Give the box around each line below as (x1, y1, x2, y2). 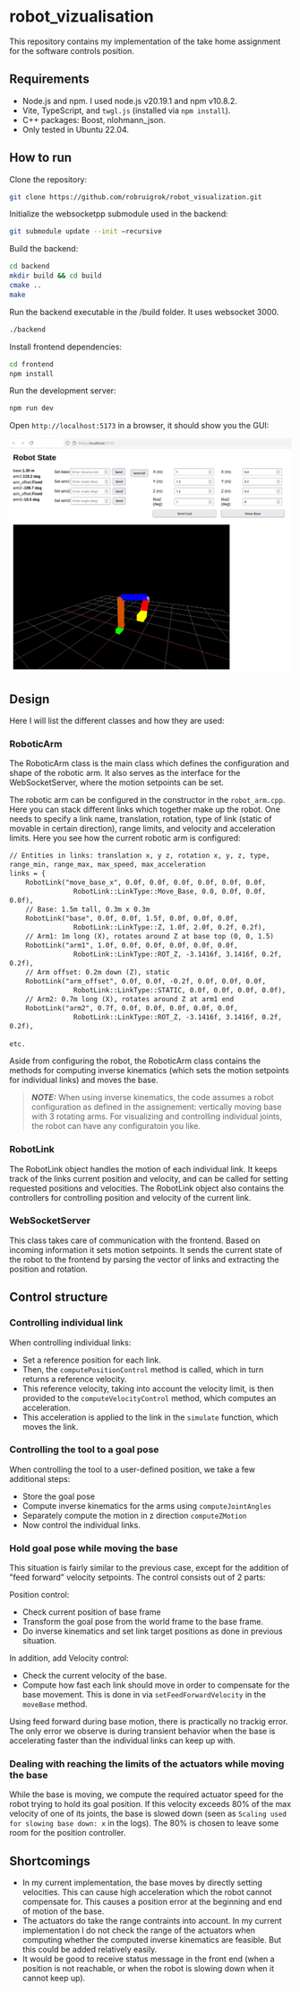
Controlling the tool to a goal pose (9, 1443, 159, 1456)
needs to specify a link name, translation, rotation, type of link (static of (9, 814, 272, 824)
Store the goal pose (21, 1491, 96, 1502)
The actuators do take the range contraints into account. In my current (21, 1916, 282, 1926)
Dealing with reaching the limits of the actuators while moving (9, 1758, 285, 1770)
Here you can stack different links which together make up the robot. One (9, 804, 280, 815)
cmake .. (9, 281, 42, 290)
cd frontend (9, 359, 54, 369)
